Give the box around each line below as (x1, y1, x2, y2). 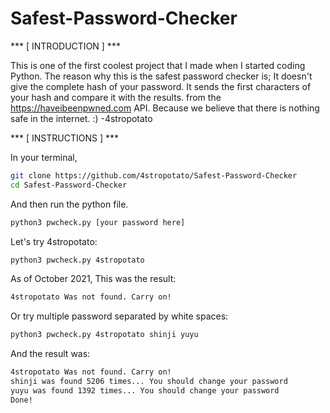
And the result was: (10, 348, 91, 360)
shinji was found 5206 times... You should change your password (10, 377, 288, 387)
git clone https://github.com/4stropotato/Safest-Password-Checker (10, 170, 298, 181)
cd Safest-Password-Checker (10, 180, 128, 190)
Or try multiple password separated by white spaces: (10, 310, 229, 322)
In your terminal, (10, 151, 78, 163)
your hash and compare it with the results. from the (10, 91, 222, 103)
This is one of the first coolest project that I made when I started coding (10, 59, 306, 71)
